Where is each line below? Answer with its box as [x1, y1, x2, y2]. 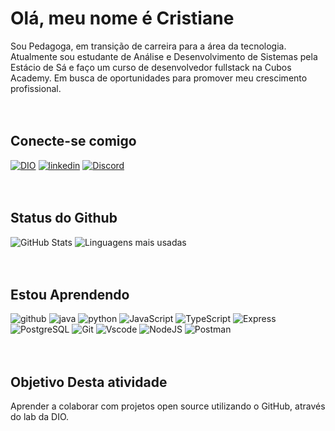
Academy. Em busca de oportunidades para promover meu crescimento [10, 72, 308, 84]
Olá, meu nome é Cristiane [10, 7, 235, 30]
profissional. [10, 82, 62, 94]
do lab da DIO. [10, 411, 70, 423]
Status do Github [10, 210, 118, 227]
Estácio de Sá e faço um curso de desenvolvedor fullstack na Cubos [10, 61, 292, 73]
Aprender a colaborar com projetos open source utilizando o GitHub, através [10, 400, 326, 412]
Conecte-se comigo [10, 133, 137, 150]
